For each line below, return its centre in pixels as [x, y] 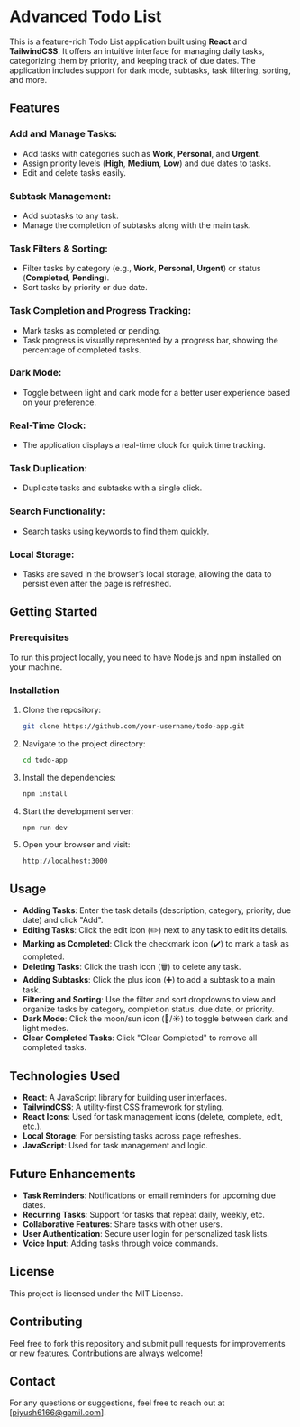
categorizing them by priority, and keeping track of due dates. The [133, 60]
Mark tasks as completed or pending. [91, 330]
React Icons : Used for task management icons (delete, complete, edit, [153, 1117]
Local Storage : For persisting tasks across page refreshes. [132, 1136]
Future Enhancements [73, 1174]
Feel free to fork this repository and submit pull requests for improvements [147, 1343]
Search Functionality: [57, 511]
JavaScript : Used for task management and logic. [115, 1146]
